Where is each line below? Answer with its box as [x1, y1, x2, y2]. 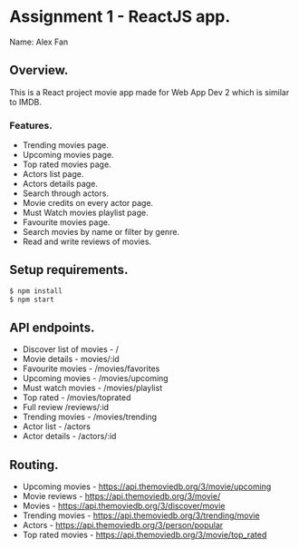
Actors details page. [22, 179, 98, 190]
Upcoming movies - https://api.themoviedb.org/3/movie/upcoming [22, 481, 272, 492]
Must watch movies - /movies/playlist [22, 383, 163, 394]
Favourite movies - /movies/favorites [22, 363, 160, 374]
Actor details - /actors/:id [22, 431, 117, 442]
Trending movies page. [22, 140, 109, 151]
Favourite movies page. [22, 217, 111, 228]
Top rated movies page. [22, 159, 111, 170]
